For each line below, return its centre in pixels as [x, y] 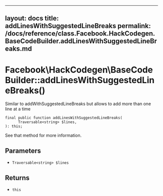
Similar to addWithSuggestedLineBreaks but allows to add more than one [78, 104]
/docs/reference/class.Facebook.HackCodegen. [80, 34]
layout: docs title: [32, 18]
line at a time [18, 109]
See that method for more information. [43, 135]
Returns [17, 178]
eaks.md [19, 49]
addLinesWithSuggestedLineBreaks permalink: [78, 26]
